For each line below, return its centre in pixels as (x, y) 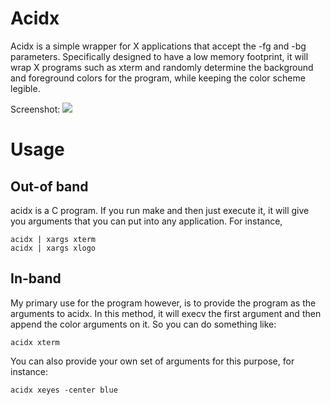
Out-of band (49, 186)
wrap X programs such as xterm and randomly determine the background (162, 67)
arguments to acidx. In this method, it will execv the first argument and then (166, 313)
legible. (25, 88)
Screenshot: (35, 109)
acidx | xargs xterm (53, 239)
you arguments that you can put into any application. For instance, (146, 221)
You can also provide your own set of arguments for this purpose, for (152, 361)
